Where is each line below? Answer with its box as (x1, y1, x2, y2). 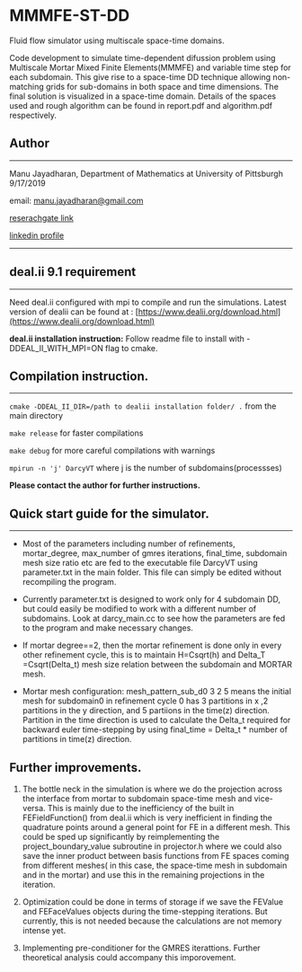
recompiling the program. (22, 577, 117, 588)
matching (9, 81, 45, 92)
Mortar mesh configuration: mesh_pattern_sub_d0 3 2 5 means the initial (22, 686, 292, 697)
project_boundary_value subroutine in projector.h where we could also (22, 841, 282, 852)
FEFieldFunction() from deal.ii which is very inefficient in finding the (22, 812, 272, 823)
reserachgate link (9, 212, 74, 223)
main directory (9, 411, 64, 421)
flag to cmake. (104, 342, 159, 353)
